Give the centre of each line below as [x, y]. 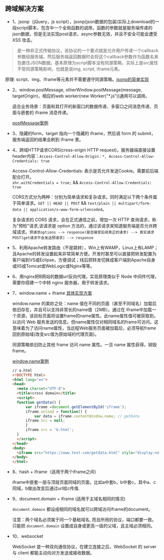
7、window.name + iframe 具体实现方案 [52, 293]
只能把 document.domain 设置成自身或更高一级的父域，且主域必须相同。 [83, 526]
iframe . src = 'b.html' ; [50, 430]
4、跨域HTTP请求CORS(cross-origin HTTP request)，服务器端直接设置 [84, 150]
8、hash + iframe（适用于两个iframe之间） [55, 472]
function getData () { [39, 402]
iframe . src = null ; [45, 421]
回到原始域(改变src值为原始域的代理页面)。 [56, 334]
